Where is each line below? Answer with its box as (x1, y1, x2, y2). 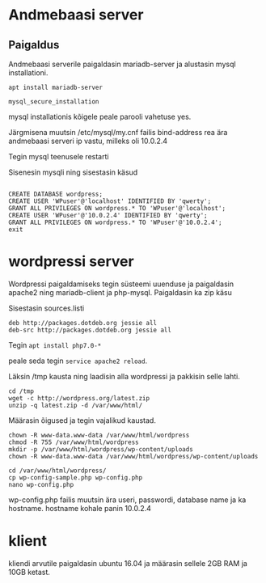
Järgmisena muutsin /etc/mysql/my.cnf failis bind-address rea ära (8, 128, 228, 137)
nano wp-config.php (8, 480, 74, 488)
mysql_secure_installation (8, 98, 99, 106)
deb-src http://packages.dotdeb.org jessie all (8, 326, 172, 334)
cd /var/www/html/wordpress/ (8, 467, 107, 475)
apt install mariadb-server (8, 83, 103, 91)
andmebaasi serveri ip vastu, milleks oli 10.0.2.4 (8, 136, 168, 146)
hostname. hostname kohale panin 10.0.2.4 (8, 503, 152, 513)
